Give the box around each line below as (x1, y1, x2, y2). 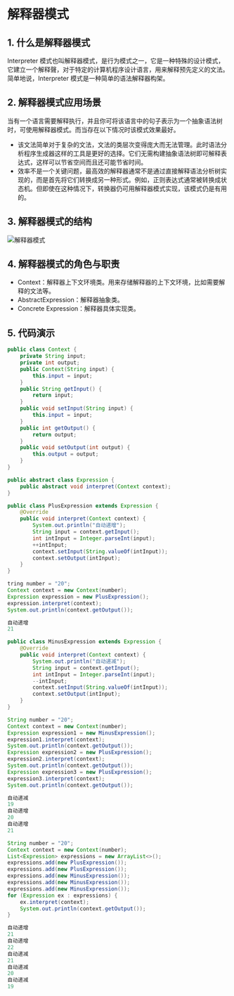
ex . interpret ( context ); (20, 898, 90, 905)
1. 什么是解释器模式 (7, 37, 91, 48)
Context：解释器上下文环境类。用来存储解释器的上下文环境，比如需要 (17, 278, 219, 287)
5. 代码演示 (7, 327, 55, 339)
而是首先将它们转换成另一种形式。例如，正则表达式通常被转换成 (36, 175, 221, 183)
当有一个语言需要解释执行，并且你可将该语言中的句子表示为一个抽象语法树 (7, 117, 223, 125)
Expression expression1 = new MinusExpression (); (7, 729, 156, 737)
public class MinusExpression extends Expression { (7, 638, 162, 645)
